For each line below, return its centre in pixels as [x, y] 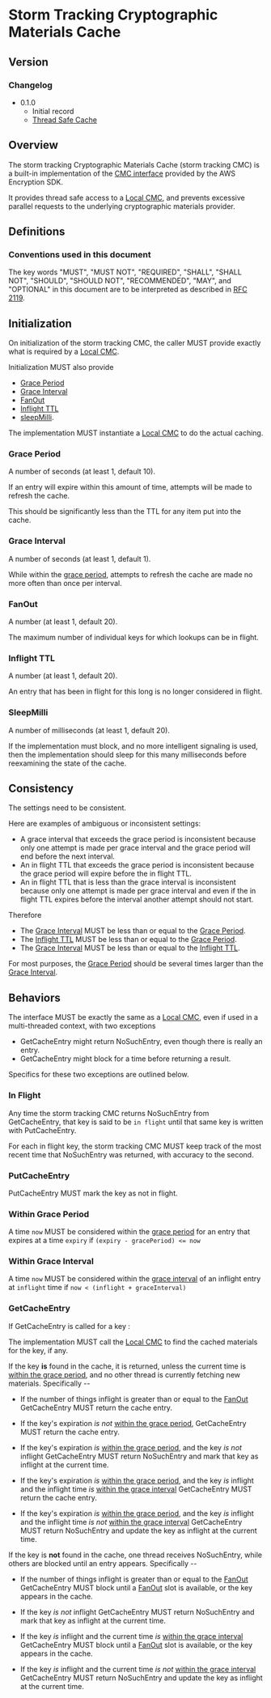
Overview [34, 145]
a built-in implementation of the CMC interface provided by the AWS [122, 173]
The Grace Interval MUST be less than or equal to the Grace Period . [133, 931]
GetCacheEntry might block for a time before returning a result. [125, 1059]
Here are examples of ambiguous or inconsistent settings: [105, 824]
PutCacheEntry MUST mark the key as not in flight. [93, 1193]
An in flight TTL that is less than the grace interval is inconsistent [128, 882]
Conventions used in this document [80, 255]
